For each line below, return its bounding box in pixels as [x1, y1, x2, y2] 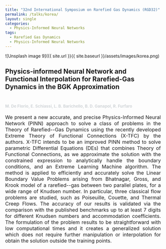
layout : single [5, 16, 37, 21]
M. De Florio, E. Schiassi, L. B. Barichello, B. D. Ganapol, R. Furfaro [5, 103, 132, 109]
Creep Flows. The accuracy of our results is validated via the [5, 200, 161, 207]
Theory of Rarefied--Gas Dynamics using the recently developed [5, 126, 161, 133]
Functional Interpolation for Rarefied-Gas [5, 75, 135, 83]
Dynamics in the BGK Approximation [5, 83, 120, 91]
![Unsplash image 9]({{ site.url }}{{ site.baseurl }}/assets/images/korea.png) [5, 53, 160, 59]
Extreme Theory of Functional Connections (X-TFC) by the [5, 132, 161, 139]
